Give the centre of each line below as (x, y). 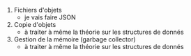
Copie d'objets (35, 25)
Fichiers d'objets (38, 10)
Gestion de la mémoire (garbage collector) (75, 39)
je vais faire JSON (50, 17)
